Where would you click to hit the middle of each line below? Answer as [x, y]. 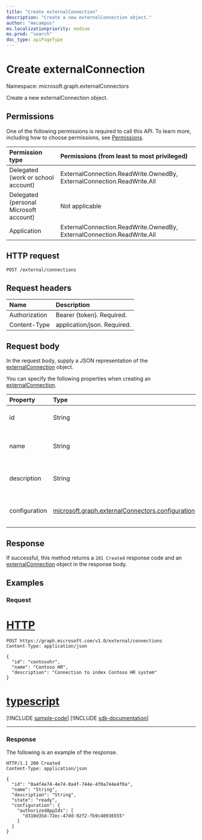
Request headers [39, 288]
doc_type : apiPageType [35, 40]
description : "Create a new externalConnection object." [79, 17]
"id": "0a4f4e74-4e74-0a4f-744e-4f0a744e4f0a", [72, 785]
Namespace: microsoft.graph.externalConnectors [68, 86]
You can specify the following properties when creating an [79, 379]
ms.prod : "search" [29, 34]
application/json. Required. [93, 325]
